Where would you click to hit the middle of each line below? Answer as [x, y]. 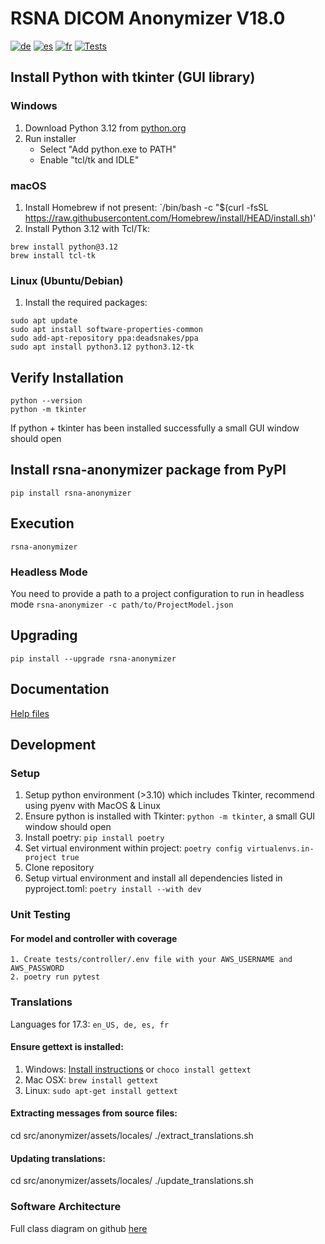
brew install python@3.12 [64, 247]
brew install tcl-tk [53, 255]
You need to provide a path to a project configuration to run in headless [157, 593]
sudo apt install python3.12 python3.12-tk [102, 347]
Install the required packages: [86, 303]
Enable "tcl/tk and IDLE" [89, 159]
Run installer [50, 138]
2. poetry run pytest [55, 977]
